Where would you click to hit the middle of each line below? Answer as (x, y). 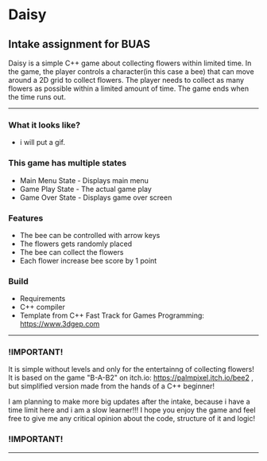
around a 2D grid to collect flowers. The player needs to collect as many (126, 80)
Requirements (43, 299)
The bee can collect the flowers (72, 252)
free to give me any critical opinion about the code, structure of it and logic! (132, 419)
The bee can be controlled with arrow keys (90, 235)
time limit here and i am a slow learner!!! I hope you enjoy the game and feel (132, 410)
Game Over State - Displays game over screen (96, 197)
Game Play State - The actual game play (86, 189)
